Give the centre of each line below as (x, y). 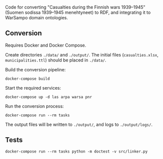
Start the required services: (33, 88)
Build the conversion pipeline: (36, 69)
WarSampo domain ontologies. (37, 18)
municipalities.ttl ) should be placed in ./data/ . (56, 60)
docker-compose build (28, 79)
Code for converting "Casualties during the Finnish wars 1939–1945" (75, 7)
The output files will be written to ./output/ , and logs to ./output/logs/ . (79, 124)
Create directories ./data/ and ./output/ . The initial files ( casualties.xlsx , (82, 54)
